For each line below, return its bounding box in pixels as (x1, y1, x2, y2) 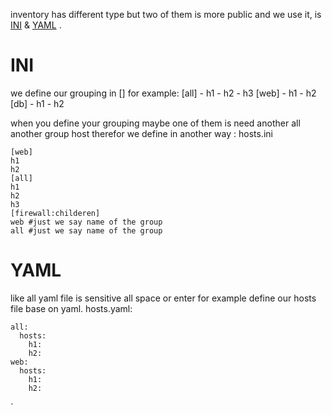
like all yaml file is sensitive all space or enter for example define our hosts (10, 292, 317, 304)
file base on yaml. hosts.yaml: (10, 302, 133, 314)
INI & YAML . (10, 19, 62, 31)
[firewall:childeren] (10, 208, 101, 218)
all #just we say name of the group (10, 225, 163, 236)
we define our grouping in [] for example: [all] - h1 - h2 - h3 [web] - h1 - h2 (10, 87, 317, 99)
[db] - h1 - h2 (10, 97, 65, 109)
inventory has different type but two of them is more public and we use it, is (10, 9, 322, 20)
